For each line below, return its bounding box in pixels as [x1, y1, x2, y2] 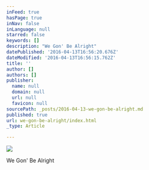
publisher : [6, 77, 34, 83]
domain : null [12, 89, 45, 95]
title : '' [6, 60, 32, 66]
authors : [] [6, 72, 37, 78]
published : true [6, 112, 48, 118]
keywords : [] [6, 37, 40, 44]
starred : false [6, 32, 45, 38]
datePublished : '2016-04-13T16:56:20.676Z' [6, 49, 119, 55]
